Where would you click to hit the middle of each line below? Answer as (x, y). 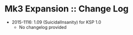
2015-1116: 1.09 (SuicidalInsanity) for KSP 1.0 (56, 22)
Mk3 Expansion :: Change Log (67, 9)
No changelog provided (43, 27)
